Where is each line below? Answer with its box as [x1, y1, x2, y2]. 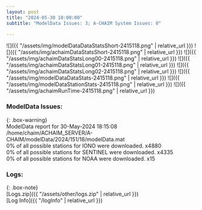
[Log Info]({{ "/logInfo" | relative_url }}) [6, 197, 103, 204]
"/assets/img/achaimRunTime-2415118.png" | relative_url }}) [6, 87, 155, 95]
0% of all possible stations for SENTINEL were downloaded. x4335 [6, 148, 173, 155]
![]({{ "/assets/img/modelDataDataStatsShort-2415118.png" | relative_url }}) [6, 42, 194, 49]
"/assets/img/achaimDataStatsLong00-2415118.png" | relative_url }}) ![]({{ [6, 55, 190, 63]
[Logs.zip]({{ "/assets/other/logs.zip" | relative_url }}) [6, 190, 139, 197]
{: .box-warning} [6, 116, 47, 123]
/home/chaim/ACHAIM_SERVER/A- [6, 129, 93, 137]
